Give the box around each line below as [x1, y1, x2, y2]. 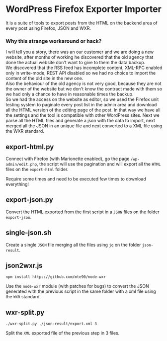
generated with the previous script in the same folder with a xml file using [5, 288, 156, 294]
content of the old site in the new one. [5, 76, 83, 82]
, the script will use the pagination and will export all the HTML [37, 161, 161, 167]
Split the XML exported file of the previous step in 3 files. [5, 330, 120, 336]
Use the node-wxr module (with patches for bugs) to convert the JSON [5, 283, 150, 289]
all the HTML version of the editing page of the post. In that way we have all [5, 107, 161, 113]
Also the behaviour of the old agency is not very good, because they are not [5, 81, 162, 86]
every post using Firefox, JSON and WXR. [5, 25, 91, 31]
